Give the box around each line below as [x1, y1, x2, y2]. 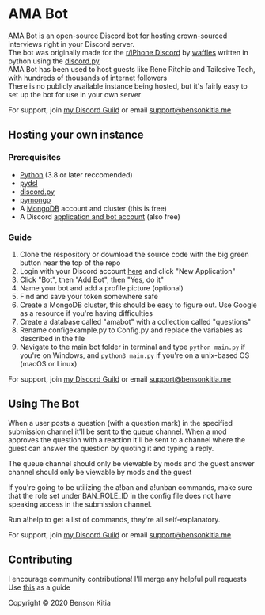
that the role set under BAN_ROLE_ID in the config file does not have [8, 491, 232, 500]
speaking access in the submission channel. [8, 499, 153, 509]
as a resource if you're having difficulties [19, 308, 153, 317]
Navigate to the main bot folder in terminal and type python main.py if [19, 342, 246, 351]
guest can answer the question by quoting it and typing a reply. [8, 443, 214, 453]
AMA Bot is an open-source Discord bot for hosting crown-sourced [8, 31, 228, 40]
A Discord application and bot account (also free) [19, 211, 180, 222]
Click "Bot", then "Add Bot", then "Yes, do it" [19, 275, 165, 284]
